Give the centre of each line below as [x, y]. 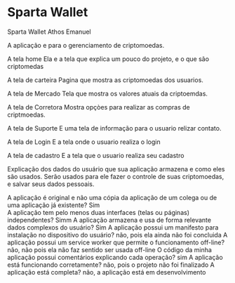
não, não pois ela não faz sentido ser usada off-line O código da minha [110, 249]
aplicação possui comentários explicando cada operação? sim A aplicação [115, 257]
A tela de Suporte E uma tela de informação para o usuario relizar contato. [114, 128]
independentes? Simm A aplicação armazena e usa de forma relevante [109, 220]
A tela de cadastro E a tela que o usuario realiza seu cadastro [96, 155]
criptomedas [26, 66]
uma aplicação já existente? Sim [54, 205]
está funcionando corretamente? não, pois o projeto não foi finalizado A [111, 265]
